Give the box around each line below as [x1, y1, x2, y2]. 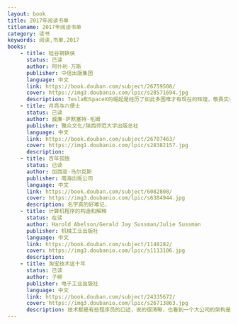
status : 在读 [25, 214, 63, 221]
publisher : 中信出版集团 [25, 69, 93, 76]
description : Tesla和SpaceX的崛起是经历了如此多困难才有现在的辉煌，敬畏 [25, 96, 225, 103]
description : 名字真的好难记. [25, 201, 108, 209]
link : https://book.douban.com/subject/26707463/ [25, 135, 176, 142]
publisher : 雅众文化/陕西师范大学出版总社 [25, 122, 139, 129]
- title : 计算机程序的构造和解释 [20, 208, 107, 215]
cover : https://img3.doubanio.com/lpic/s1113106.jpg [25, 247, 186, 255]
